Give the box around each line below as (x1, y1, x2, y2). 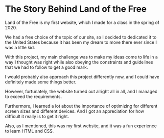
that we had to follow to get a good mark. (5, 64, 88, 70)
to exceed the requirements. (5, 94, 62, 99)
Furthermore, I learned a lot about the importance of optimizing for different (5, 103, 158, 109)
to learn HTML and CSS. (5, 128, 54, 134)
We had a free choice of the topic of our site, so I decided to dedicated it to (5, 34, 157, 40)
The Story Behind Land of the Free (5, 3, 147, 15)
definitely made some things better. (5, 79, 77, 85)
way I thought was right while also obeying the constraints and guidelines (5, 59, 153, 65)
